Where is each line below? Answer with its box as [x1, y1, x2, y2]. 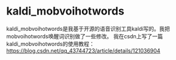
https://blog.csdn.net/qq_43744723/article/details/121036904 [6, 47, 161, 54]
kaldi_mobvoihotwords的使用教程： [6, 40, 95, 47]
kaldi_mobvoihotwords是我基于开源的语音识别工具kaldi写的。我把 [6, 25, 171, 32]
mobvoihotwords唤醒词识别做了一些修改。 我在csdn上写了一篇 [6, 32, 163, 40]
